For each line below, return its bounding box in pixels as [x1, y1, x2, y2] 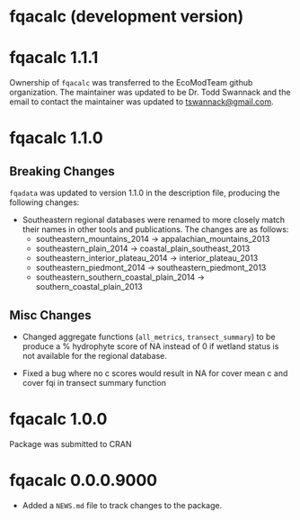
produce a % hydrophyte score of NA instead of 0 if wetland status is [22, 340, 279, 352]
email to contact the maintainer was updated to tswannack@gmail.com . [9, 96, 274, 107]
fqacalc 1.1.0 [9, 128, 103, 148]
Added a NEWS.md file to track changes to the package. [22, 499, 223, 510]
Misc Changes [9, 308, 92, 323]
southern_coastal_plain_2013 [35, 282, 143, 292]
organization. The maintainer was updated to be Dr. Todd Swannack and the [9, 87, 291, 98]
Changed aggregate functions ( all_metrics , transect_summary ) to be [22, 331, 276, 342]
